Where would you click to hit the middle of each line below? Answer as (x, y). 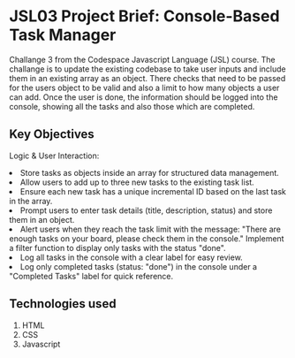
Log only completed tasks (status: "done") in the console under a (139, 266)
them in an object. (42, 219)
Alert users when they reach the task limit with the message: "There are (151, 229)
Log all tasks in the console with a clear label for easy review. (132, 257)
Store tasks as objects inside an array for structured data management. (150, 172)
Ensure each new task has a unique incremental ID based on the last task (154, 191)
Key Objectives (52, 134)
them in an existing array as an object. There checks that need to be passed (147, 78)
